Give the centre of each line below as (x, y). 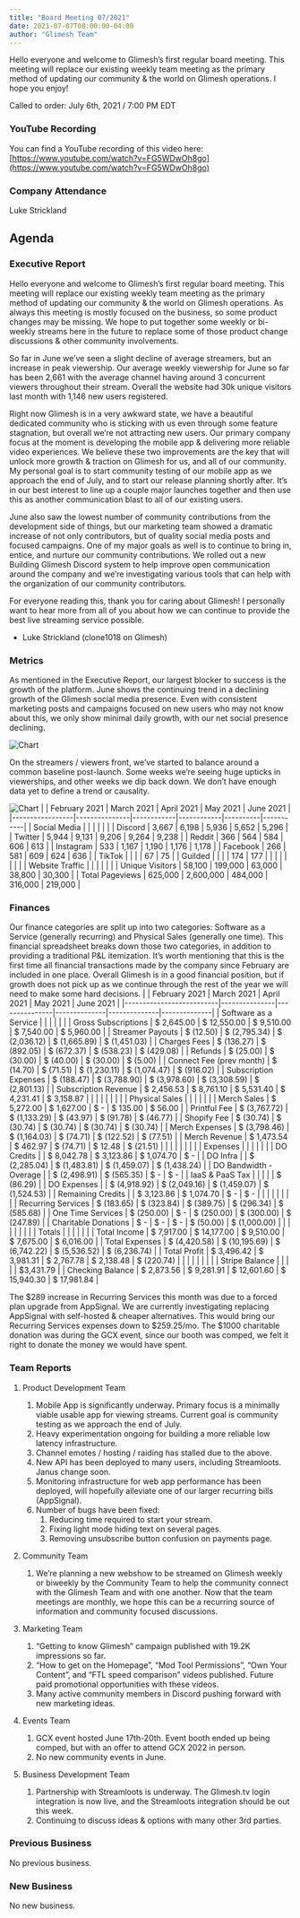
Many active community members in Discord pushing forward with (159, 1693)
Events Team (46, 1720)
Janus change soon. (73, 1471)
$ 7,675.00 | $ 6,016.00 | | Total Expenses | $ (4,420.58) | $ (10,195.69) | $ (145, 1242)
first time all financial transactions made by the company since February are (149, 966)
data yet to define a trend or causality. (80, 791)
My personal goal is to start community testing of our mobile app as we (141, 471)
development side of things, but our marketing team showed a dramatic (141, 526)
